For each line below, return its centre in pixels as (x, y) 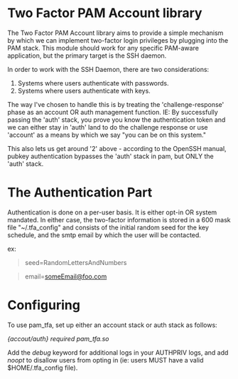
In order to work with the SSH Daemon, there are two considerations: (108, 69)
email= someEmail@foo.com (66, 276)
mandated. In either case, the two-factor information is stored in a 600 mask (119, 219)
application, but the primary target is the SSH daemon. (87, 56)
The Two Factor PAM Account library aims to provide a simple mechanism (115, 33)
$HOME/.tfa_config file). (43, 368)
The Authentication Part (80, 193)
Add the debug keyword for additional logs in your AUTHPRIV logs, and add (118, 352)
